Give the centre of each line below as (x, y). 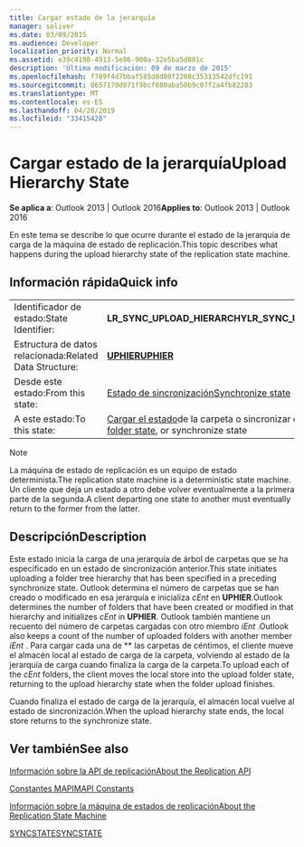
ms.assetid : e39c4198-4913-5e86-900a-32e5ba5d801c (107, 60)
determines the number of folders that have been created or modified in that (152, 606)
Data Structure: (46, 366)
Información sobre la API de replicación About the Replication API (130, 771)
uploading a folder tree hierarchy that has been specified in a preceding (143, 578)
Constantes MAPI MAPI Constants (71, 788)
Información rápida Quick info (94, 283)
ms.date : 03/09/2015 (48, 34)
